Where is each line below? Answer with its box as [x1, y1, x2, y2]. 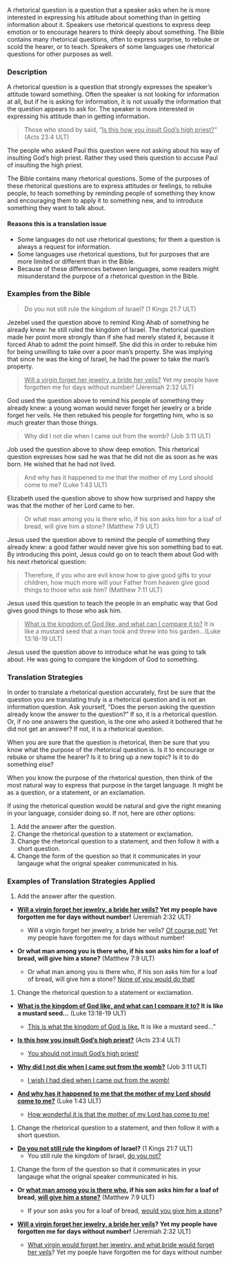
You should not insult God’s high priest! [27, 1049, 139, 1058]
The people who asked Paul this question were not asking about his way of [7, 147, 220, 155]
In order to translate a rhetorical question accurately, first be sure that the [7, 688, 216, 697]
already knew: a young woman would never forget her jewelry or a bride [7, 404, 212, 412]
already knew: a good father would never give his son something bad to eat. [7, 543, 223, 551]
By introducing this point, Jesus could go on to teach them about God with [7, 550, 219, 559]
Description [7, 67, 48, 77]
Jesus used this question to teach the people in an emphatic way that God [7, 599, 219, 607]
